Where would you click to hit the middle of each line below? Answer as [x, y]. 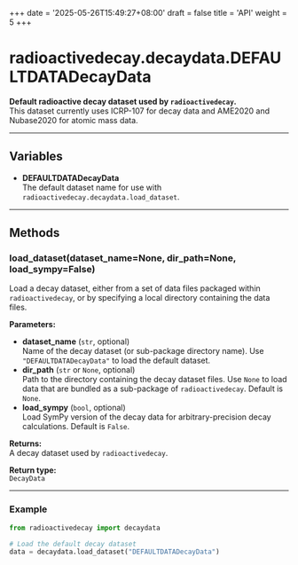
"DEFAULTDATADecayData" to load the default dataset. [116, 361]
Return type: [33, 470]
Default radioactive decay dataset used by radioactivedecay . [123, 101]
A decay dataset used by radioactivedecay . [89, 453]
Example [28, 509]
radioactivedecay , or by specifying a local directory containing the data [140, 298]
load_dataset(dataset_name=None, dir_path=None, [123, 258]
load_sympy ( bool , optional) [74, 408]
